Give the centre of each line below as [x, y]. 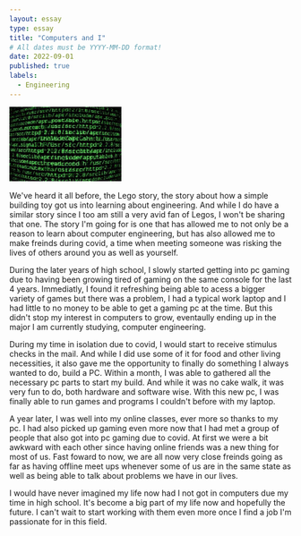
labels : [24, 76]
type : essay [31, 28]
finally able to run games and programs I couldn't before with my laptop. [142, 401]
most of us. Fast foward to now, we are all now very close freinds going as [146, 456]
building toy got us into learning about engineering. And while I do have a [144, 205]
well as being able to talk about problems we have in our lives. [124, 475]
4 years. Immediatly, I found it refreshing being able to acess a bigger [138, 289]
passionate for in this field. [58, 521]
